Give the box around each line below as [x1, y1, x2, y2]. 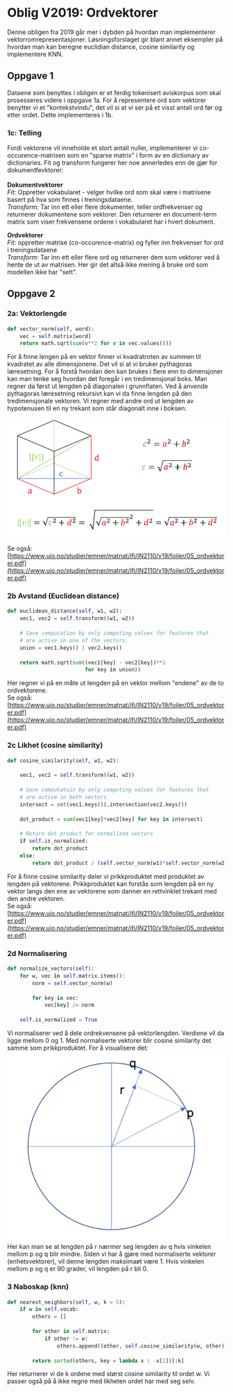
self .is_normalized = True [19, 1016, 98, 1023]
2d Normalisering [7, 948, 67, 958]
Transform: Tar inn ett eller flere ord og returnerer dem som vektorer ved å [7, 253, 220, 262]
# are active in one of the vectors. [19, 637, 129, 644]
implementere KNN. [7, 50, 64, 58]
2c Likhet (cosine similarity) [7, 741, 103, 750]
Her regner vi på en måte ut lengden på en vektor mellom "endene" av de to [7, 679, 224, 687]
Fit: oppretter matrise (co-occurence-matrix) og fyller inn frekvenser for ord [7, 238, 224, 247]
